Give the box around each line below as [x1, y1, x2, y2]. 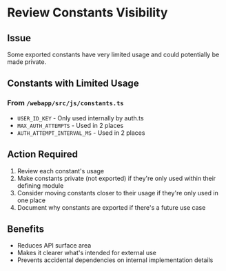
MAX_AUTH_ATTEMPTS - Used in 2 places [17, 121, 124, 129]
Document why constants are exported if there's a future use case [17, 203, 206, 211]
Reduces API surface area [17, 241, 92, 250]
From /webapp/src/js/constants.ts [7, 98, 124, 108]
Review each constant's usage [17, 166, 105, 175]
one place [17, 196, 46, 204]
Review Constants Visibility [7, 5, 168, 21]
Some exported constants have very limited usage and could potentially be [7, 50, 220, 58]
